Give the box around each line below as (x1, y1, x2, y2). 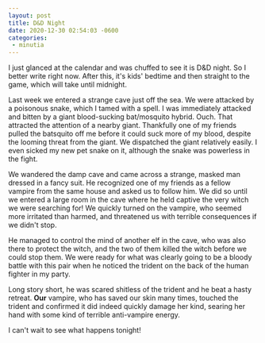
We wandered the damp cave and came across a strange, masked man (8, 170, 240, 179)
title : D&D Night (8, 19, 66, 27)
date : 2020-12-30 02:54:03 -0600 (8, 26, 119, 34)
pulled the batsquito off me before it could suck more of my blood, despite (8, 129, 252, 139)
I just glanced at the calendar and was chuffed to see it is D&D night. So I (8, 63, 247, 72)
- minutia (11, 41, 44, 49)
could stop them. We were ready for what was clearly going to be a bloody (8, 252, 252, 262)
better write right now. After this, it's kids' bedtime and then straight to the (8, 71, 250, 81)
